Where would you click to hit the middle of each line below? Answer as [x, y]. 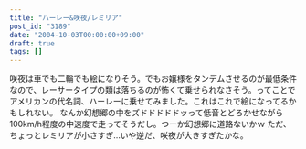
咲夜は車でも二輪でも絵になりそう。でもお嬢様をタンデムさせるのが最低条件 [153, 79]
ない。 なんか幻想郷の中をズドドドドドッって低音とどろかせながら [158, 113]
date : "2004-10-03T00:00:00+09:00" [77, 35]
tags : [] [26, 52]
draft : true [32, 43]
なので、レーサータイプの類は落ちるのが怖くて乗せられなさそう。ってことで [153, 90]
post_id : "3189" [40, 26]
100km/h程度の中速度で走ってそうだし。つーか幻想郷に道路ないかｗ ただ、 [151, 124]
